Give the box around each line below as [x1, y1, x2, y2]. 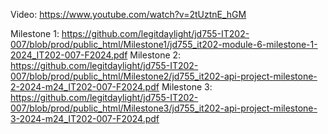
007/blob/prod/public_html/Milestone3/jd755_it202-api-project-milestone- [10, 102, 318, 114]
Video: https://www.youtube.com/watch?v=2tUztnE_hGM [10, 9, 247, 20]
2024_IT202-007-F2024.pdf [10, 49, 128, 61]
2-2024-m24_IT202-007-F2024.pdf [10, 81, 160, 93]
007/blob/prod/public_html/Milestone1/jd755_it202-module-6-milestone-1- [10, 39, 318, 50]
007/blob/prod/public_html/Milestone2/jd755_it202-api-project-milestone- [10, 70, 318, 82]
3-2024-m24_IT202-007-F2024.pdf [10, 113, 160, 124]
